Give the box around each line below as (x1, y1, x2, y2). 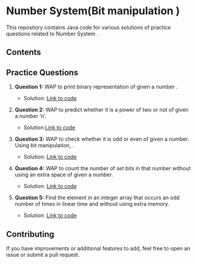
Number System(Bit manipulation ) (6, 4, 180, 18)
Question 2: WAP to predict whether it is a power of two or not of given (14, 106, 189, 113)
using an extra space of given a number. (14, 171, 114, 179)
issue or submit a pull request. (6, 251, 80, 258)
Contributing (6, 229, 54, 239)
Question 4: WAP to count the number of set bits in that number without (14, 165, 191, 172)
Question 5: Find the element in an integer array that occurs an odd (14, 194, 180, 201)
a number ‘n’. (14, 113, 47, 120)
